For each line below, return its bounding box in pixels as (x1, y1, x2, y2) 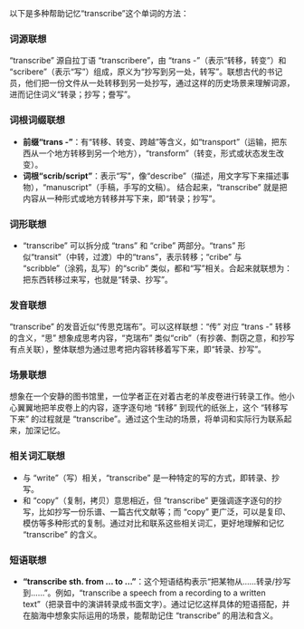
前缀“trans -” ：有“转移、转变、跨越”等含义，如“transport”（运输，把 (22, 136, 280, 147)
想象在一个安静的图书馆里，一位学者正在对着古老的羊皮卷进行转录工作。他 (9, 391, 287, 402)
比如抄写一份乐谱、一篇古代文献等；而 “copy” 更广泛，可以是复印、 (38, 506, 291, 517)
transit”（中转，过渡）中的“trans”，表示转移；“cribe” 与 (33, 251, 242, 262)
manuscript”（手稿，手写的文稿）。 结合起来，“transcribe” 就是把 (45, 181, 288, 192)
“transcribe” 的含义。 (22, 528, 102, 539)
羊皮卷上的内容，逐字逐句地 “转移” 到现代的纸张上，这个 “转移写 (48, 402, 289, 413)
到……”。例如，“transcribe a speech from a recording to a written (22, 587, 266, 598)
